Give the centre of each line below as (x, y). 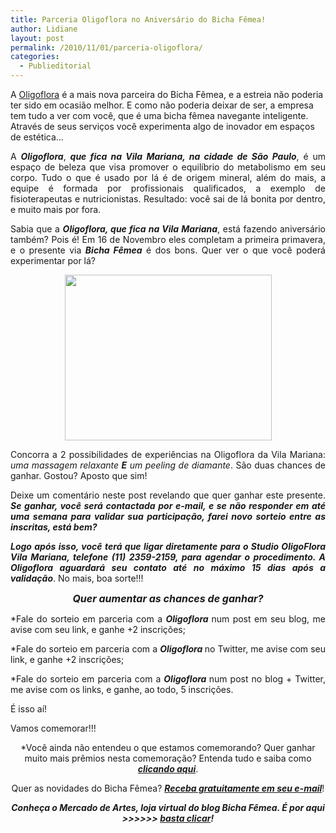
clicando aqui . (168, 769)
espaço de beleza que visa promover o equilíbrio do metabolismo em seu (168, 167)
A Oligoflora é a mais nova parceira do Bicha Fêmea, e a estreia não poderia (167, 94)
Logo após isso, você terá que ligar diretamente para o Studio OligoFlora (168, 546)
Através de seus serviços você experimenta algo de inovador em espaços (162, 126)
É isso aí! (29, 709)
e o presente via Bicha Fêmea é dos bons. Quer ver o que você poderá (168, 250)
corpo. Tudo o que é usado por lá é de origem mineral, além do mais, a (168, 177)
